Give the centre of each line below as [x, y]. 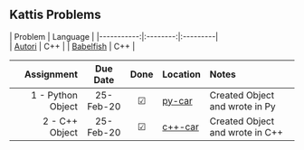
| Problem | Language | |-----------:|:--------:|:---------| [114, 36]
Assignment [51, 74]
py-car [177, 100]
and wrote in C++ [246, 132]
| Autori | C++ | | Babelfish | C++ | [72, 46]
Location [181, 74]
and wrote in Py [242, 106]
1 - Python [54, 95]
